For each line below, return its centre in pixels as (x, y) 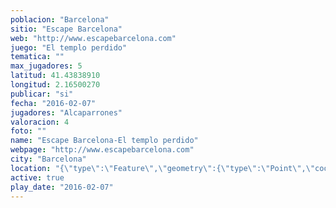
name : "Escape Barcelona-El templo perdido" (104, 141)
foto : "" (28, 131)
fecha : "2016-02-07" (53, 103)
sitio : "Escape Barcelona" (66, 29)
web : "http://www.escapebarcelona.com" (93, 38)
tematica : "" (37, 57)
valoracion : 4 (40, 122)
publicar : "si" (42, 94)
